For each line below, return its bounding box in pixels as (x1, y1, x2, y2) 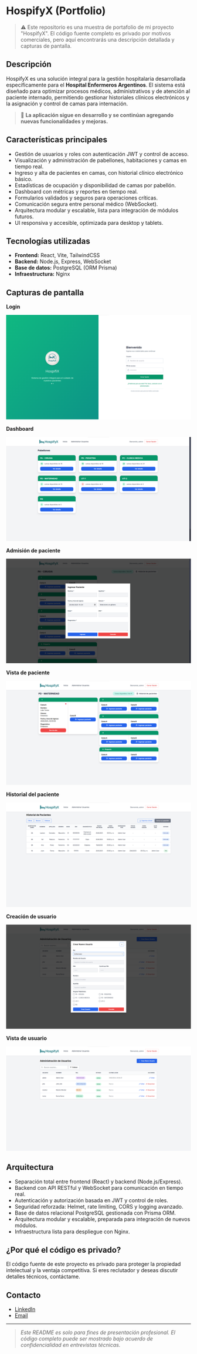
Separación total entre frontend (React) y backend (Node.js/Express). (14, 1178, 183, 1185)
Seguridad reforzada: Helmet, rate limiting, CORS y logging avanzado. (14, 1203, 184, 1210)
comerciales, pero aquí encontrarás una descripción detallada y (20, 36, 175, 43)
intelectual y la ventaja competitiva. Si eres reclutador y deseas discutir (6, 1267, 178, 1274)
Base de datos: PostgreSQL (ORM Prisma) (14, 264, 117, 271)
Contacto (6, 1290, 41, 1300)
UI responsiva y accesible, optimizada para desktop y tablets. (14, 219, 164, 226)
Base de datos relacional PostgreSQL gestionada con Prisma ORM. (14, 1209, 176, 1216)
